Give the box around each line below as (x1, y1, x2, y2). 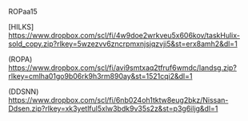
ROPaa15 (8, 7, 38, 16)
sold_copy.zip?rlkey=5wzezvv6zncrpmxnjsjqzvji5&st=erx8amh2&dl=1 (8, 39, 238, 49)
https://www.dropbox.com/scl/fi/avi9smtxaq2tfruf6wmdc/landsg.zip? (8, 63, 238, 72)
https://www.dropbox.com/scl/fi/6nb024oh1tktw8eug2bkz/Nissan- (8, 96, 229, 104)
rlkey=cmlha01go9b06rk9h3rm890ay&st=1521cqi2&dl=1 (8, 72, 193, 80)
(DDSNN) (8, 87, 39, 96)
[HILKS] (8, 22, 34, 31)
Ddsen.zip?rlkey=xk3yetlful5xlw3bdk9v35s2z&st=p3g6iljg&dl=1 (8, 103, 218, 113)
